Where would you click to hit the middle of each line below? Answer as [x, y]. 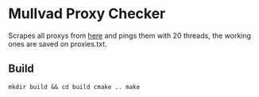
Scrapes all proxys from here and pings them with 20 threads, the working [130, 35]
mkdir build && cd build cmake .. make [74, 87]
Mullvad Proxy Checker [87, 14]
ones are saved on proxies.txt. [58, 43]
